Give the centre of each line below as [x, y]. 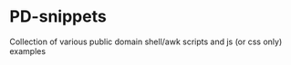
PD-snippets [58, 17]
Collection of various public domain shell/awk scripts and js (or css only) [146, 42]
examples [28, 51]
